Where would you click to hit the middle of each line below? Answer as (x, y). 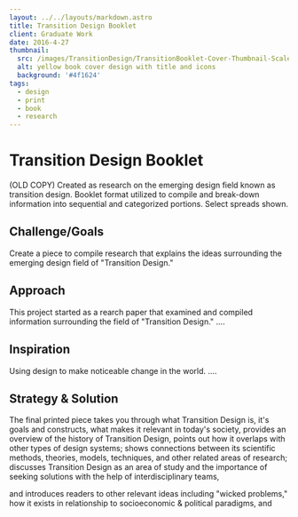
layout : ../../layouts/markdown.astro (81, 17)
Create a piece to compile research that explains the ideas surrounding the (145, 253)
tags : (19, 84)
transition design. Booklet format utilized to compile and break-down (134, 195)
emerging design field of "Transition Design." (91, 262)
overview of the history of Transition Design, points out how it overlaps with (147, 439)
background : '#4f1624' (59, 76)
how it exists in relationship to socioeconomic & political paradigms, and (141, 504)
